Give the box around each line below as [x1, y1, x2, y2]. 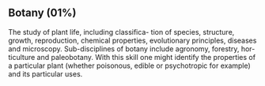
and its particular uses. [8, 69, 83, 78]
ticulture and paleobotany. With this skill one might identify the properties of [8, 52, 256, 62]
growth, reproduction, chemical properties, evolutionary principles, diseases [8, 36, 257, 45]
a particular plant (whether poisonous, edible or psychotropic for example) [8, 61, 251, 70]
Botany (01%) [8, 6, 77, 20]
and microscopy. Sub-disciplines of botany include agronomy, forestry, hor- [8, 43, 256, 54]
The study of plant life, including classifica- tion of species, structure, [8, 27, 235, 36]
